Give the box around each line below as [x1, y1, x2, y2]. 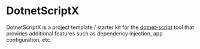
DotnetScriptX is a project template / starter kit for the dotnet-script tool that [6, 24, 195, 31]
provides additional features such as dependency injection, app [6, 30, 163, 37]
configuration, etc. [6, 36, 52, 43]
